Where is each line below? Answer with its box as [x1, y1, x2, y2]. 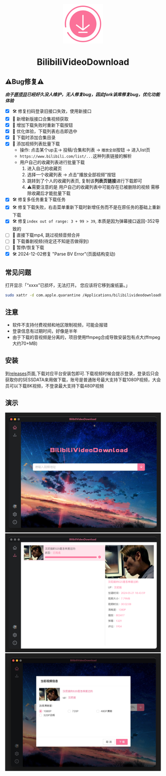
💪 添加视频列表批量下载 [12, 141, 60, 147]
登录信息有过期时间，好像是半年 [12, 328, 78, 334]
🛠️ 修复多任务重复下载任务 [12, 197, 66, 203]
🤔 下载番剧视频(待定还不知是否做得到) [12, 238, 89, 244]
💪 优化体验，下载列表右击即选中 [12, 128, 78, 134]
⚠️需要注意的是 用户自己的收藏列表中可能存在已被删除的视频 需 [27, 184, 156, 190]
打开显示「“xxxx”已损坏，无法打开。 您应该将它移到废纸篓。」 [5, 282, 130, 288]
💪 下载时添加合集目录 [12, 135, 56, 141]
